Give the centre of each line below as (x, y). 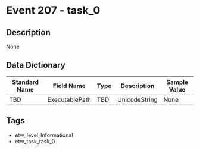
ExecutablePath (69, 99)
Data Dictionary (36, 65)
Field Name (69, 86)
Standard (25, 82)
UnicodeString (137, 99)
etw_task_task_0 (35, 141)
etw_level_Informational (44, 135)
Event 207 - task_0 (53, 10)
